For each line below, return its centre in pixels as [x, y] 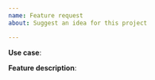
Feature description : [43, 67]
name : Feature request [46, 15]
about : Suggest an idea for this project [78, 23]
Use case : [25, 52]
